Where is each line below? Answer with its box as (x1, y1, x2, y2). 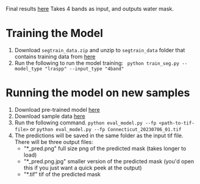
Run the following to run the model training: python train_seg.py (14, 59, 179, 66)
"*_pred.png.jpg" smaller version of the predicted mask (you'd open (23, 157, 195, 165)
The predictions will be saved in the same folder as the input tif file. (14, 132, 184, 139)
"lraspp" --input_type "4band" (45, 66, 124, 72)
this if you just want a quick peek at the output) (23, 164, 142, 171)
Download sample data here (14, 112, 86, 120)
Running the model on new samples (5, 86, 190, 100)
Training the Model (5, 27, 103, 40)
